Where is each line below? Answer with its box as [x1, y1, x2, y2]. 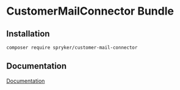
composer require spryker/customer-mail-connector [6, 44, 138, 50]
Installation [6, 29, 50, 39]
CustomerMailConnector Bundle [6, 4, 174, 18]
